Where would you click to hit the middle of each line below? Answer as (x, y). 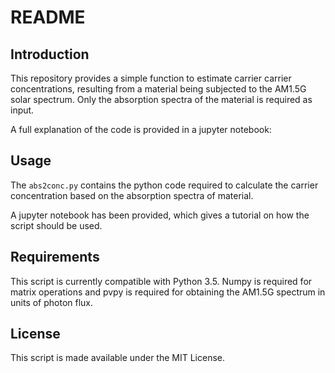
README (48, 17)
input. (22, 110)
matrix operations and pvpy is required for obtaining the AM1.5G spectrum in (168, 292)
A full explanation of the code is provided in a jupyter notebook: (141, 129)
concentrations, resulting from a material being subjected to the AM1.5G (158, 89)
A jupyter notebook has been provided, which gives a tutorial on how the (160, 215)
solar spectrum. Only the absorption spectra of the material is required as (161, 99)
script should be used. (56, 225)
